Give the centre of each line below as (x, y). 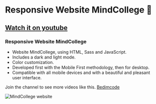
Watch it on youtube (36, 28)
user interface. (27, 77)
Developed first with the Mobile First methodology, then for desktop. (81, 67)
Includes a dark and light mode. (44, 57)
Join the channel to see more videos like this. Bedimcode (62, 87)
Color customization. (33, 62)
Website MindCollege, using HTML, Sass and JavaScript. (69, 52)
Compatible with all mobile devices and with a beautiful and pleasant (81, 73)
